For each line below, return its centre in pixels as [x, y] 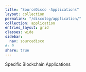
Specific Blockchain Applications [38, 64]
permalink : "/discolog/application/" [43, 18]
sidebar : [14, 37]
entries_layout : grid [27, 28]
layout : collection [25, 14]
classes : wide [19, 32]
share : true [17, 50]
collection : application [30, 23]
